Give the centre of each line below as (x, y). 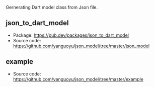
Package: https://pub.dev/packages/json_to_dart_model (71, 35)
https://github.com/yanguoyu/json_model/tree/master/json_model (81, 46)
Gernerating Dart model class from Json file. (52, 7)
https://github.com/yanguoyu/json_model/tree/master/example (78, 79)
